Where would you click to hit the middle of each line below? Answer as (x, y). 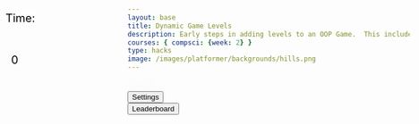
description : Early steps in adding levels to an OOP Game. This (254, 34)
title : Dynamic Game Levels (180, 26)
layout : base (152, 17)
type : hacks (150, 51)
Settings (146, 97)
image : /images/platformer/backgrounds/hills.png (222, 59)
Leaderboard (153, 109)
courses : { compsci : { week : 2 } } (190, 42)
